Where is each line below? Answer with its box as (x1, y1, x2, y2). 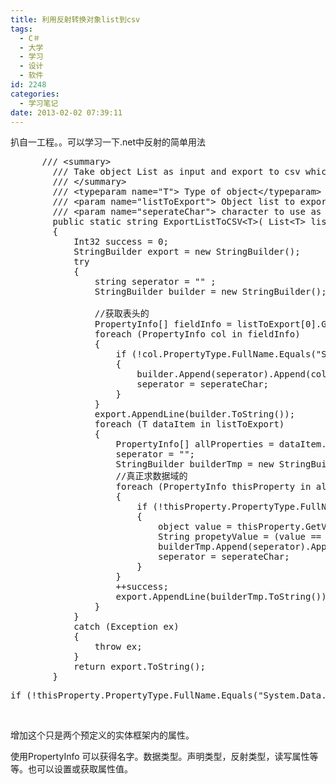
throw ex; (94, 641, 143, 653)
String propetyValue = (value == (158, 531, 322, 543)
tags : (10, 24, 33, 34)
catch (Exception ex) (73, 621, 180, 633)
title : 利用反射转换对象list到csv (10, 14, 141, 25)
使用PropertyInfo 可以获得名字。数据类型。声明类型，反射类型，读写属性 (10, 751, 310, 763)
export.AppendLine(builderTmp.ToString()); (115, 591, 333, 603)
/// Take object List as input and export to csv (52, 166, 301, 178)
